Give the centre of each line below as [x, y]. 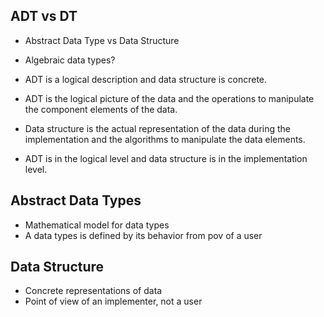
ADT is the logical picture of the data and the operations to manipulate [169, 98]
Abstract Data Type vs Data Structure [102, 40]
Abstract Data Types [76, 200]
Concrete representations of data [93, 291]
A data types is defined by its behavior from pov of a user [143, 235]
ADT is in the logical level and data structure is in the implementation [166, 158]
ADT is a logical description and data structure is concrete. [146, 79]
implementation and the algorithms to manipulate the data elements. [165, 139]
